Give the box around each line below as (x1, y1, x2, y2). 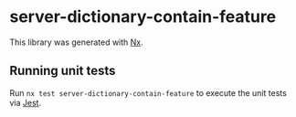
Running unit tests (9, 63, 116, 79)
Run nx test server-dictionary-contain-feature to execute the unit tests (9, 87, 288, 98)
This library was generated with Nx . (9, 37, 143, 48)
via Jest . (9, 97, 42, 108)
